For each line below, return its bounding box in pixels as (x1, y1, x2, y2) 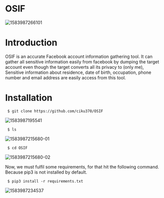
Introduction (5, 37, 58, 48)
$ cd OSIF (7, 145, 28, 150)
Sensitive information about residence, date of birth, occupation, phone (5, 69, 152, 75)
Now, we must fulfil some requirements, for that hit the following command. (5, 164, 160, 170)
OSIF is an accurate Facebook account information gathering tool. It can (5, 53, 153, 59)
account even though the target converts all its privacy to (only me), (5, 64, 144, 70)
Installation (5, 92, 53, 104)
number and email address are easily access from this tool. (5, 74, 126, 80)
